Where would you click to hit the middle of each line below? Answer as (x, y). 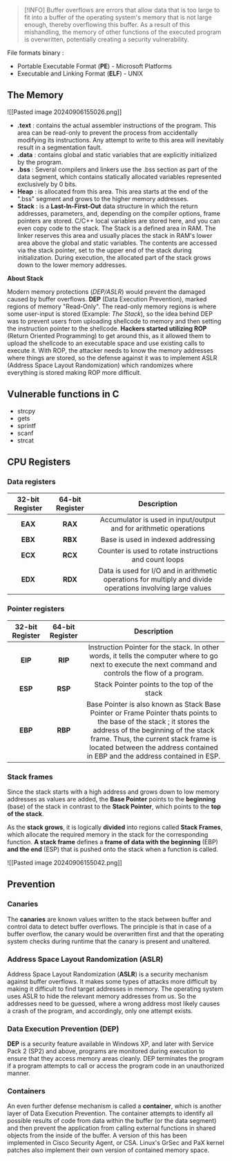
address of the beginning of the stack (154, 730)
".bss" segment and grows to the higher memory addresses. (103, 198)
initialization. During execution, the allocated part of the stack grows (114, 257)
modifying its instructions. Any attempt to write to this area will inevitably (120, 140)
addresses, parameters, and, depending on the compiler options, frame (119, 213)
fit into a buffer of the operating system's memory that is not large (118, 17)
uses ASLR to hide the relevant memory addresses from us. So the (102, 996)
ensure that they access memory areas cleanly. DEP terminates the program (116, 1059)
